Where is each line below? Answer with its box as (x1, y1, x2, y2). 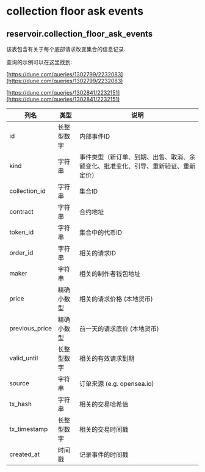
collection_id (9, 187, 46, 195)
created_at (9, 450, 40, 459)
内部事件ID (79, 133, 110, 140)
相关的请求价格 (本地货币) (79, 295, 154, 303)
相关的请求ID (79, 249, 117, 257)
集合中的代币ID (79, 228, 123, 236)
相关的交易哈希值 (79, 400, 129, 408)
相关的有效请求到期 (79, 354, 135, 363)
